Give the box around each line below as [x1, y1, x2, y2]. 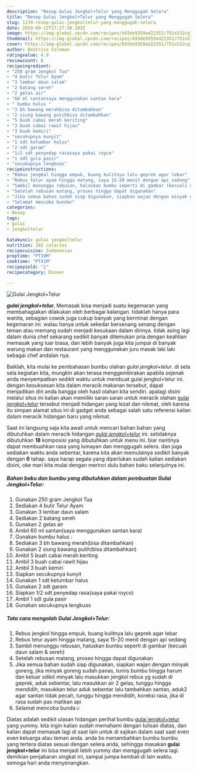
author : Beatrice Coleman [6, 47, 70, 53]
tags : [6, 215, 20, 221]
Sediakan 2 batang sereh [15, 514, 75, 521]
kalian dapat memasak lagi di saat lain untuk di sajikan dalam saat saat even [6, 728, 189, 735]
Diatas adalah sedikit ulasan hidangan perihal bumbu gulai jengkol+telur [6, 715, 180, 723]
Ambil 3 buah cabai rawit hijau [15, 558, 88, 565]
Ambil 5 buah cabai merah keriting [15, 551, 98, 559]
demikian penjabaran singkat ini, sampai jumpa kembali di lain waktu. [6, 753, 173, 760]
